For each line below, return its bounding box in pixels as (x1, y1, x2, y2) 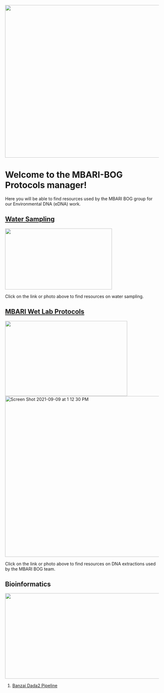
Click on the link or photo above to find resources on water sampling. (5, 293, 144, 299)
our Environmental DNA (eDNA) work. (5, 201, 81, 207)
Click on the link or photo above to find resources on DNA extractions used (5, 561, 156, 567)
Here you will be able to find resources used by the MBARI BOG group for (5, 195, 153, 202)
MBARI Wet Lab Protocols (5, 308, 84, 316)
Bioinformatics (5, 580, 51, 588)
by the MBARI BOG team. (5, 566, 56, 572)
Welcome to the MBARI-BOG (5, 169, 123, 180)
